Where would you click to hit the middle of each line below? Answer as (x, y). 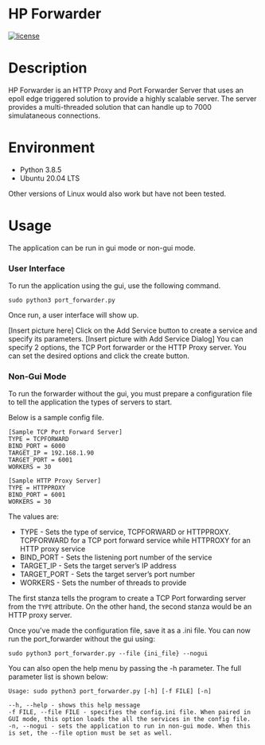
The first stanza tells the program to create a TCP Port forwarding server (127, 599)
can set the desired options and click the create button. (99, 356)
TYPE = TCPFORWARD (39, 439)
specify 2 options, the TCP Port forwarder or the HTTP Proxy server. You (127, 348)
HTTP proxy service (53, 549)
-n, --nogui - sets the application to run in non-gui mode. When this (129, 726)
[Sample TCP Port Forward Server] (66, 432)
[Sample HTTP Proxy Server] (55, 481)
